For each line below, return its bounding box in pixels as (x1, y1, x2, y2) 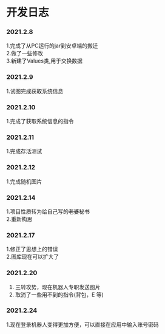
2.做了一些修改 (6, 50, 44, 57)
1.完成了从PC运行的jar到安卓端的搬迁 (6, 42, 98, 49)
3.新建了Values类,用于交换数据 (6, 57, 83, 64)
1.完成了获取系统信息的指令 (6, 118, 74, 125)
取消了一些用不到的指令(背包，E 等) (15, 291, 104, 298)
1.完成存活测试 (6, 148, 42, 155)
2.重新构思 (6, 215, 33, 222)
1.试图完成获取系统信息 (6, 87, 64, 95)
